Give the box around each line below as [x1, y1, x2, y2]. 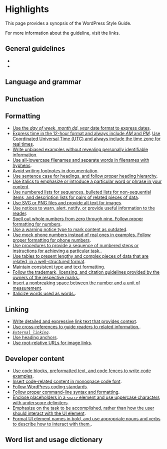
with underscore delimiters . [12, 399, 69, 405]
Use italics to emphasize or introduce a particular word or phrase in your [12, 178, 162, 184]
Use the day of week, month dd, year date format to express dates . [12, 125, 151, 131]
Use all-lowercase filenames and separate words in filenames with [12, 157, 149, 163]
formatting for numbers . [12, 221, 62, 227]
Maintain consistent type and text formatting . [12, 264, 105, 270]
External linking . [12, 329, 50, 335]
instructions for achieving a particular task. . [12, 248, 102, 254]
